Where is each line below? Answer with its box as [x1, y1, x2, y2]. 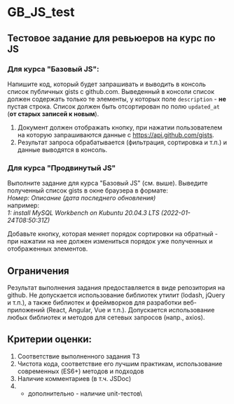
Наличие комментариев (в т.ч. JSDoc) [17, 374, 132, 382]
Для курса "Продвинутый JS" [7, 162, 116, 172]
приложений [7, 305, 46, 314]
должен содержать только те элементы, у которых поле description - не [7, 95, 226, 103]
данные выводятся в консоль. [17, 145, 108, 154]
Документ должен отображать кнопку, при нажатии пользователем [17, 123, 223, 132]
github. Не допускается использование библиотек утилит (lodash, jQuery [7, 291, 226, 299]
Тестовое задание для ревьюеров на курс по [7, 32, 216, 44]
